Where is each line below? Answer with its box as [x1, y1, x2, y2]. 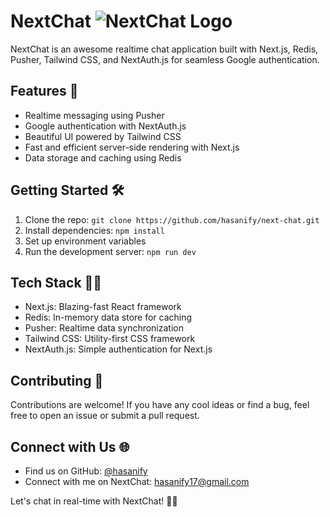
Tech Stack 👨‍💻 [10, 274, 103, 291]
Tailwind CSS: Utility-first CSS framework [24, 333, 196, 345]
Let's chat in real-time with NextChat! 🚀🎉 [10, 495, 178, 507]
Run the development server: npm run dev [24, 245, 197, 257]
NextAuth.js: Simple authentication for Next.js [24, 343, 213, 355]
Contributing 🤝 [10, 372, 104, 389]
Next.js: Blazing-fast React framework [24, 301, 182, 313]
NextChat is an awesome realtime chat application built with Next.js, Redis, [10, 43, 319, 55]
